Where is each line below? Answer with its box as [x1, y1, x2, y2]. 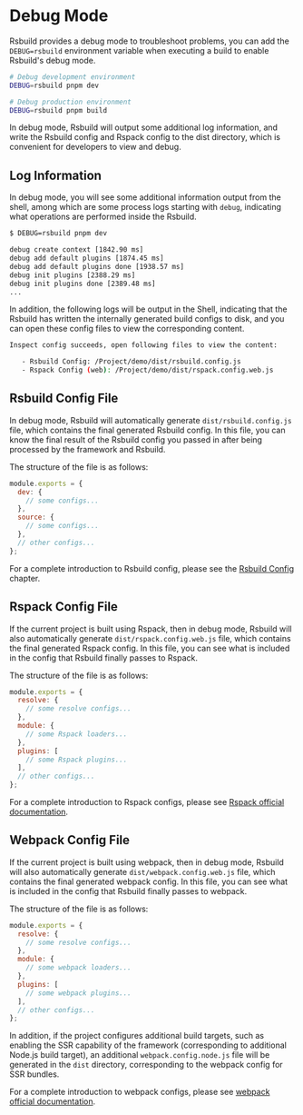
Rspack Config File [9, 599, 118, 614]
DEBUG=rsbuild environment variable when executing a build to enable [9, 45, 269, 55]
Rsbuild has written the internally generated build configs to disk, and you [9, 314, 285, 324]
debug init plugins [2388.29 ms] [9, 270, 136, 280]
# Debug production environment [9, 97, 132, 106]
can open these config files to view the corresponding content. [9, 324, 245, 334]
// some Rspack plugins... [25, 755, 128, 764]
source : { [17, 513, 54, 523]
